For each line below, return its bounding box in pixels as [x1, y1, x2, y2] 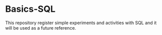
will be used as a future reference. [5, 25, 76, 31]
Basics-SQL [5, 3, 56, 15]
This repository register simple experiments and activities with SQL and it [5, 20, 157, 26]
